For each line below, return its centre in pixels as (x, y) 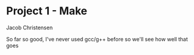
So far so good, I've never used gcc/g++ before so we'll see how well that (97, 39)
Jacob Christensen (30, 27)
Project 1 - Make (47, 11)
